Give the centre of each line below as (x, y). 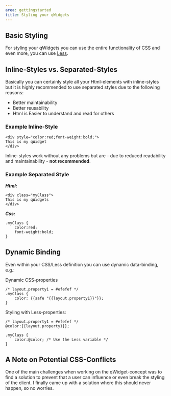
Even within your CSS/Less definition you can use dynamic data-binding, (82, 264)
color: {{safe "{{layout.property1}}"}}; (59, 298)
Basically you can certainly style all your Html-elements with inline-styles (82, 82)
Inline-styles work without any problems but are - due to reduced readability (86, 156)
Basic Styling (27, 36)
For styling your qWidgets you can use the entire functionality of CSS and (83, 48)
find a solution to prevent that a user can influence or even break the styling (85, 378)
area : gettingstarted (28, 10)
